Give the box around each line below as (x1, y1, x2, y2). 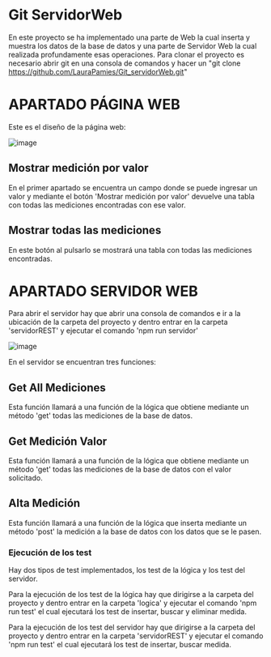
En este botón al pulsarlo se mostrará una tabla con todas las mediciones (8, 245, 252, 254)
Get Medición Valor (8, 434, 108, 448)
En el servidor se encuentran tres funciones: (8, 357, 156, 367)
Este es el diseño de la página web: (8, 122, 126, 131)
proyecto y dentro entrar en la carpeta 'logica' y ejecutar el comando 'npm (8, 598, 257, 608)
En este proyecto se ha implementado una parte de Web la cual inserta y (8, 32, 251, 42)
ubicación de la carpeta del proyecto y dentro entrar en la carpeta (8, 318, 228, 327)
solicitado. (8, 473, 43, 483)
